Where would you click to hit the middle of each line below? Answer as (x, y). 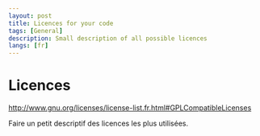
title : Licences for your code (61, 23)
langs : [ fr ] (28, 46)
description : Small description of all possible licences (108, 38)
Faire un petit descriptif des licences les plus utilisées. (98, 124)
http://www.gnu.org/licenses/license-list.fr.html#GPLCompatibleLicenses (130, 108)
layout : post (30, 16)
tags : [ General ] (36, 31)
